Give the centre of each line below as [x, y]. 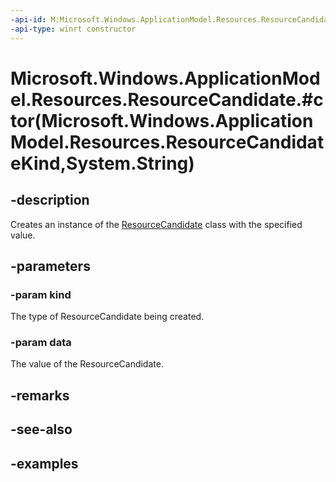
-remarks [40, 395]
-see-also [41, 429]
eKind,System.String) [102, 163]
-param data [41, 343]
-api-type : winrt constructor [73, 29]
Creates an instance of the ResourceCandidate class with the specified [156, 224]
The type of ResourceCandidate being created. [107, 317]
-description [50, 200]
